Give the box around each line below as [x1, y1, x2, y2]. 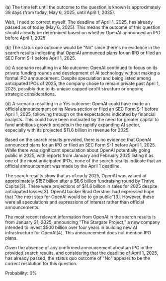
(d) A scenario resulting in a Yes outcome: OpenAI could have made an [5, 101, 150, 106]
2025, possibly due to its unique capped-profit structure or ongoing [5, 86, 144, 91]
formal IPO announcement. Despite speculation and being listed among [5, 75, 151, 81]
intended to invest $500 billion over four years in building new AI [5, 224, 138, 230]
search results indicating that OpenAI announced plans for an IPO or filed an [5, 50, 162, 56]
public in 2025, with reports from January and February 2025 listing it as [5, 152, 154, 158]
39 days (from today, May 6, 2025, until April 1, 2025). [5, 9, 116, 15]
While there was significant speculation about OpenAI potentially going [5, 147, 151, 153]
